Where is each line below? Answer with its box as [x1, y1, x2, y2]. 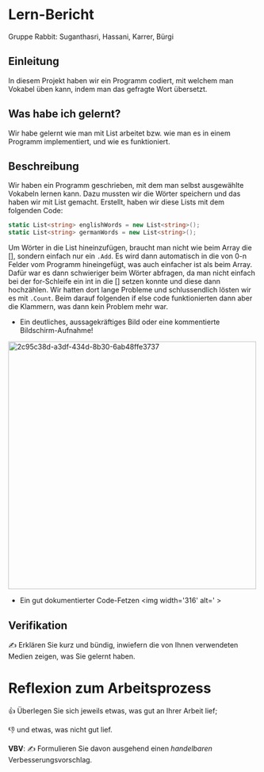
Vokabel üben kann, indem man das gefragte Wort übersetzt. [8, 84, 208, 94]
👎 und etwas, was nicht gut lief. [8, 724, 113, 734]
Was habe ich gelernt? [8, 107, 121, 120]
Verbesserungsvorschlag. [8, 755, 93, 764]
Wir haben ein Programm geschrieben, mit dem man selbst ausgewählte [8, 181, 244, 190]
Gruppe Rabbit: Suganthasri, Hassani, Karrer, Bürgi [8, 32, 174, 41]
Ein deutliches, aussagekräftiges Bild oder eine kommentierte [19, 317, 220, 327]
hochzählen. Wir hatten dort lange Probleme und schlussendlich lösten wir [8, 285, 251, 295]
